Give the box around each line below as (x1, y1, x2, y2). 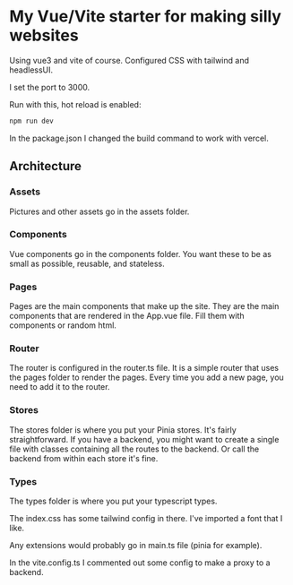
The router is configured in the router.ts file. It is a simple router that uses (9, 363, 280, 374)
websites (9, 25, 79, 46)
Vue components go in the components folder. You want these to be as (9, 248, 271, 259)
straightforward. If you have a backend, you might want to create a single (9, 434, 280, 444)
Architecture (9, 159, 82, 174)
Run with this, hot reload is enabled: (9, 99, 142, 109)
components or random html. (9, 320, 116, 331)
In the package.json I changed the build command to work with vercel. (9, 133, 269, 143)
